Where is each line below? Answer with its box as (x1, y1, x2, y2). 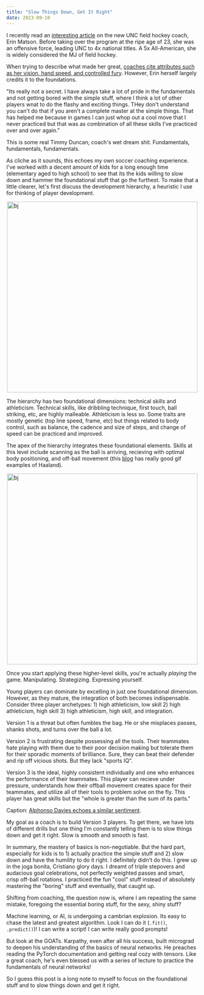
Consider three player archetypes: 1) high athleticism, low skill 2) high (6, 700, 181, 708)
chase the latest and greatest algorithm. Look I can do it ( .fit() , (6, 919, 167, 926)
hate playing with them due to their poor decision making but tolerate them (6, 744, 194, 751)
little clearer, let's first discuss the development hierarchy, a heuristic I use (6, 183, 193, 190)
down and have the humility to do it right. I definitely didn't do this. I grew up (6, 856, 198, 864)
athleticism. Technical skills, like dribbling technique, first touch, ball (6, 404, 177, 411)
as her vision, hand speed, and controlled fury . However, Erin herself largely (6, 69, 197, 76)
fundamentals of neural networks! (6, 963, 91, 971)
